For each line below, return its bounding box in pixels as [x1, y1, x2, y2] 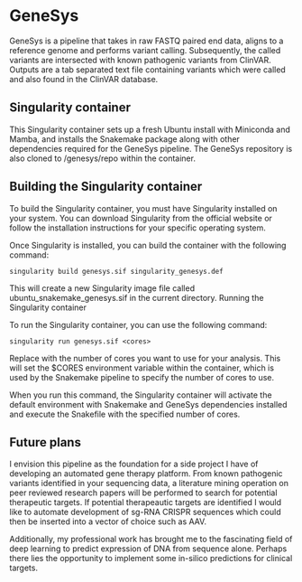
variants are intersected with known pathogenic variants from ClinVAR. [9, 54, 272, 65]
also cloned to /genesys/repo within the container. [9, 153, 197, 164]
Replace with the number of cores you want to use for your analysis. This [9, 352, 281, 363]
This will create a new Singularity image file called [9, 282, 196, 294]
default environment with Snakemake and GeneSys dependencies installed [9, 399, 288, 409]
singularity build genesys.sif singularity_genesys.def [9, 267, 224, 276]
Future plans [9, 435, 81, 450]
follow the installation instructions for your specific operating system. [9, 222, 266, 233]
